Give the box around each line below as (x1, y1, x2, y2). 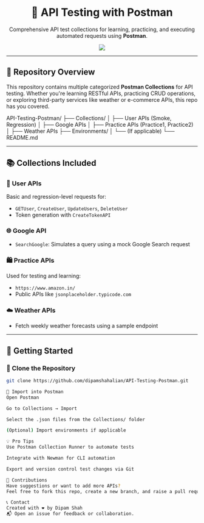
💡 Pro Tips (6, 438, 35, 444)
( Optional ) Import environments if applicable (6, 427, 126, 433)
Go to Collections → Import (6, 405, 78, 411)
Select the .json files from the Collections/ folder (6, 416, 146, 422)
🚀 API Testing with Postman (31, 5, 173, 20)
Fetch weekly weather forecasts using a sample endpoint (15, 322, 158, 330)
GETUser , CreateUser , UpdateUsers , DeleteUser (15, 205, 128, 212)
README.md (6, 133, 38, 141)
